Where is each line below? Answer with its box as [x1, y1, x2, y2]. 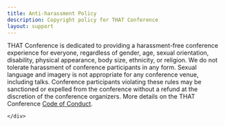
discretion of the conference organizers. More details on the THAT [7, 92, 195, 101]
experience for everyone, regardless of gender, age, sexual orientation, [7, 49, 209, 57]
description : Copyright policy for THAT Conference [7, 16, 158, 23]
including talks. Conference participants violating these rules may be [7, 78, 202, 86]
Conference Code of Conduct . [7, 100, 93, 108]
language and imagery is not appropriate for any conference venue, [7, 71, 200, 79]
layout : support [7, 23, 54, 29]
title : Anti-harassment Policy [7, 10, 97, 17]
